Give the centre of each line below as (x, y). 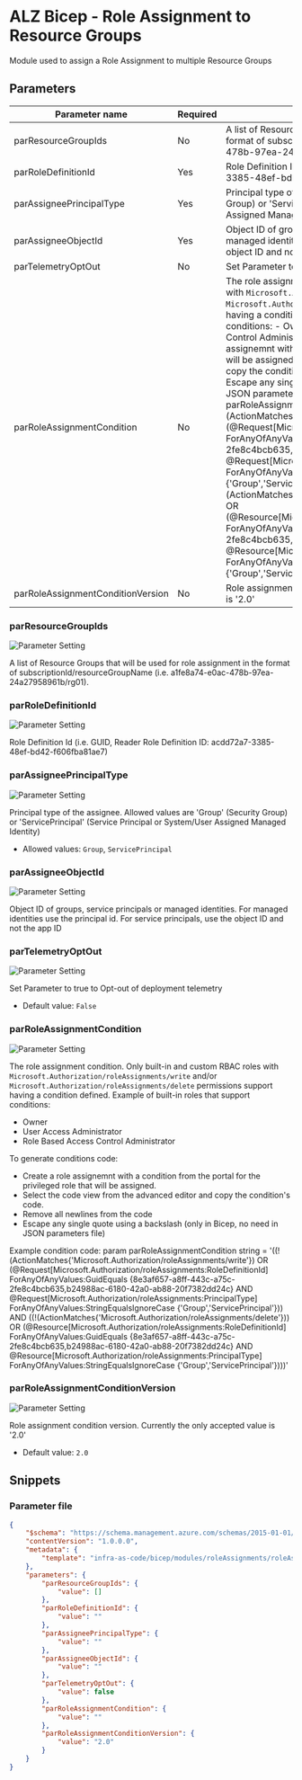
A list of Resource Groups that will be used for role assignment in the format (150, 663)
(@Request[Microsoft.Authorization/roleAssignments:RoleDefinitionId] (139, 1269)
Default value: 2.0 (55, 1452)
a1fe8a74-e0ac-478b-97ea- (222, 672)
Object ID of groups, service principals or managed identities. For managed (149, 909)
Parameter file (41, 1506)
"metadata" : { (52, 1550)
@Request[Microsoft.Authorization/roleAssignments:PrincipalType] (133, 1298)
